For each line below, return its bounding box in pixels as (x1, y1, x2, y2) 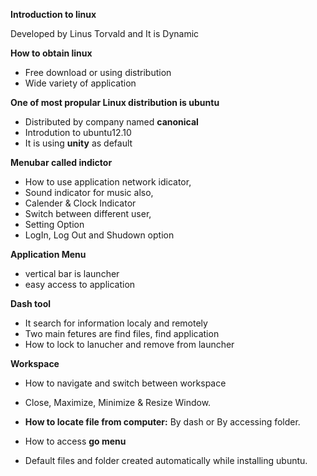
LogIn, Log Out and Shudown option (24, 229, 175, 241)
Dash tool (10, 298, 52, 309)
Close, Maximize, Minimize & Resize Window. (24, 397, 212, 408)
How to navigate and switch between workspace (24, 377, 227, 389)
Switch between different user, (24, 208, 152, 219)
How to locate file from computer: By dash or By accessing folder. (24, 416, 301, 428)
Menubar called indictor (10, 157, 113, 168)
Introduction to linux (10, 9, 97, 20)
